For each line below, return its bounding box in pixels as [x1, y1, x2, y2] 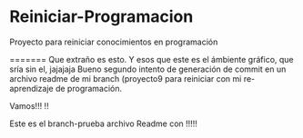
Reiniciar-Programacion [9, 6, 194, 27]
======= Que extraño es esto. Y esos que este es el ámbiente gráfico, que [9, 54, 294, 64]
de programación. [55, 83, 123, 94]
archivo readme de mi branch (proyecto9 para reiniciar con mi [9, 73, 242, 84]
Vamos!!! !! [9, 100, 49, 111]
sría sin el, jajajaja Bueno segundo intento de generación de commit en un [9, 64, 287, 74]
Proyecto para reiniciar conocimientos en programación [9, 36, 218, 47]
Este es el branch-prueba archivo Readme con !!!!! [9, 118, 197, 129]
